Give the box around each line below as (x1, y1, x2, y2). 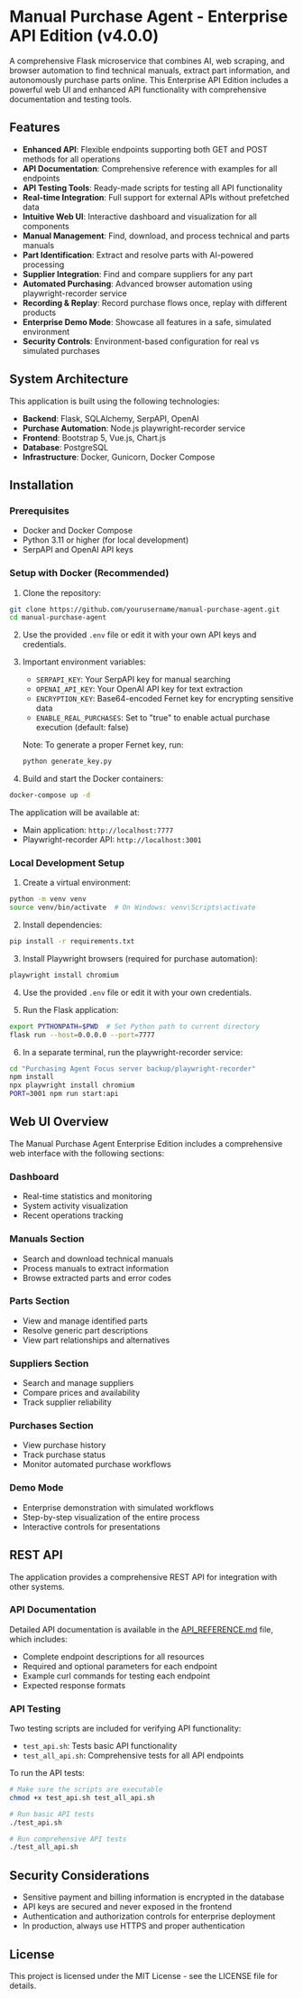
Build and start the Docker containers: (22, 774, 164, 785)
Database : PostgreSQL (22, 441, 109, 452)
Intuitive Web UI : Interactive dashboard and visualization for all (22, 210, 257, 222)
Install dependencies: (22, 919, 103, 931)
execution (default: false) (35, 722, 129, 733)
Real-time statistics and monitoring (22, 1191, 152, 1202)
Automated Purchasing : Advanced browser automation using (22, 278, 252, 289)
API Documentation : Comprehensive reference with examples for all (22, 163, 278, 173)
